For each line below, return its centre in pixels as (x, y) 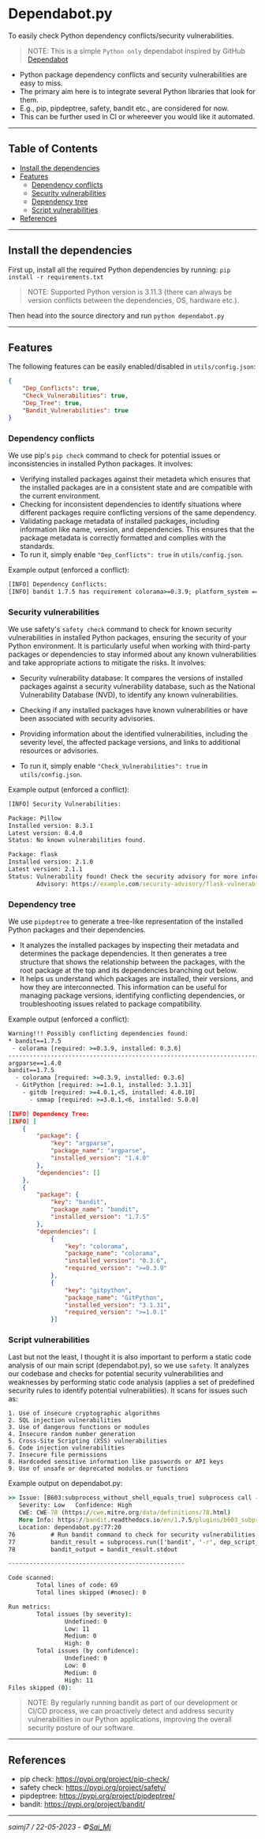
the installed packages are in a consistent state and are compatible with (136, 487)
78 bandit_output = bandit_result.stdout (93, 1549)
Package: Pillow (35, 818)
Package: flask (33, 855)
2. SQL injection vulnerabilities (65, 1420)
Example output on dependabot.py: (65, 1484)
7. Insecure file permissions (58, 1455)
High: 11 (78, 1680)
